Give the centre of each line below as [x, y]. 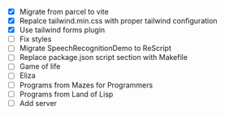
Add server [38, 103]
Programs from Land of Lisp [66, 94]
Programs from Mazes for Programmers [86, 85]
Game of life [40, 66]
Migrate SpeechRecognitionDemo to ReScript [95, 49]
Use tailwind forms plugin [62, 30]
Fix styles [35, 39]
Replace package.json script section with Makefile [104, 57]
